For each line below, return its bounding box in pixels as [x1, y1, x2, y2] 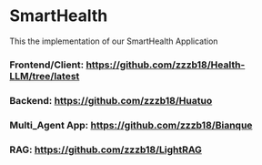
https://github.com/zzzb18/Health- [86, 58, 246, 71]
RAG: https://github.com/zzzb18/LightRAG [9, 143, 203, 156]
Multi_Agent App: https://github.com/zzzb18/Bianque [9, 119, 253, 131]
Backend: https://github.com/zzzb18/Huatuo [9, 94, 213, 107]
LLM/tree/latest [9, 69, 80, 82]
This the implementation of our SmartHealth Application [9, 36, 218, 46]
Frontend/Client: [9, 58, 85, 71]
